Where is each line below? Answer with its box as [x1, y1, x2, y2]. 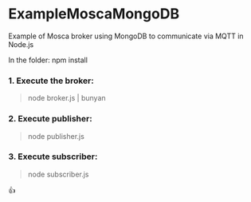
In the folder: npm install [8, 55, 88, 65]
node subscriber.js [27, 169, 89, 179]
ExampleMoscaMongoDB [8, 5, 180, 23]
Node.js [8, 39, 34, 49]
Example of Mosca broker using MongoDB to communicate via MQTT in [8, 31, 245, 41]
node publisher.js [27, 131, 85, 141]
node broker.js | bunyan [27, 93, 106, 103]
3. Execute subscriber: [8, 151, 98, 162]
